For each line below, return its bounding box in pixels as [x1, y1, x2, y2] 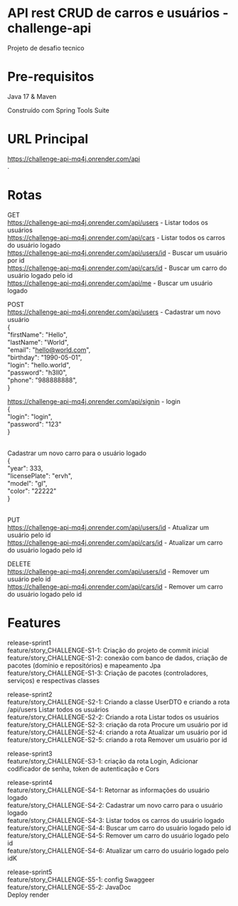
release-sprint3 [7, 749, 53, 758]
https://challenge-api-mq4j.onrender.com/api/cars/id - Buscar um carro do [7, 264, 227, 272]
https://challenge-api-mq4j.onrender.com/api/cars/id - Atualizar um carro [7, 538, 223, 546]
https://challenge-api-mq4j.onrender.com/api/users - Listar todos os [7, 218, 208, 226]
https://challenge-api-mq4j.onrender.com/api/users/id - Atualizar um [7, 523, 210, 531]
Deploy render [7, 890, 50, 899]
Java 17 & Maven [7, 92, 57, 100]
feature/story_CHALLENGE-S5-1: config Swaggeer [7, 875, 155, 884]
